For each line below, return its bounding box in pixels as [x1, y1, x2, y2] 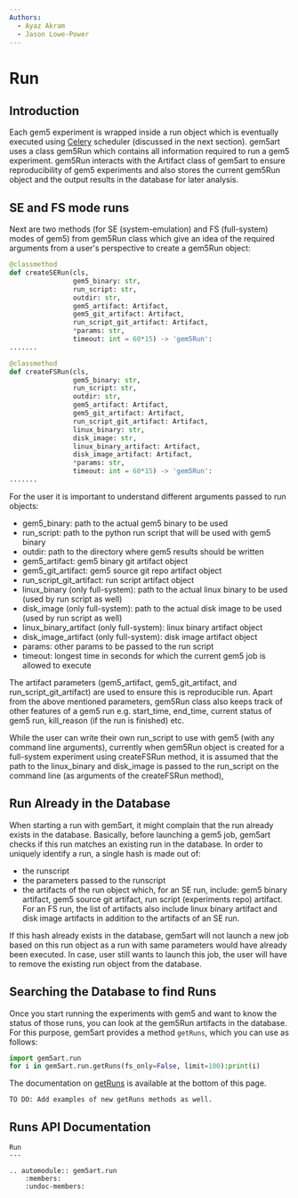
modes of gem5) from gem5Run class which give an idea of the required [9, 234, 276, 244]
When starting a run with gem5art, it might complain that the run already [9, 819, 274, 830]
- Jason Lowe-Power [17, 29, 90, 38]
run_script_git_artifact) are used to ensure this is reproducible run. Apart [9, 686, 273, 697]
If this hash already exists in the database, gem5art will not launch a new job [9, 930, 289, 940]
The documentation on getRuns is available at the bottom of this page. [9, 1078, 267, 1088]
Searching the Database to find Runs [9, 984, 217, 999]
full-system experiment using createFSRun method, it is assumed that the [9, 751, 278, 762]
